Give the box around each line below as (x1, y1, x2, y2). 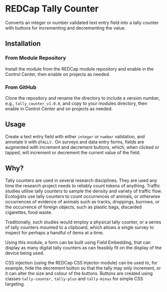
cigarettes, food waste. (5, 209, 52, 215)
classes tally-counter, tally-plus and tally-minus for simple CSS (5, 275, 144, 281)
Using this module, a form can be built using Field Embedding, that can (5, 239, 151, 245)
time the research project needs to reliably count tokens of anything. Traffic (5, 182, 161, 188)
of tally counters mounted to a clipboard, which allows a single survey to (5, 224, 154, 230)
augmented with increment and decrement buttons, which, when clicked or (5, 144, 160, 150)
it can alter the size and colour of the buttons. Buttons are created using (5, 270, 153, 276)
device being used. (5, 250, 45, 256)
